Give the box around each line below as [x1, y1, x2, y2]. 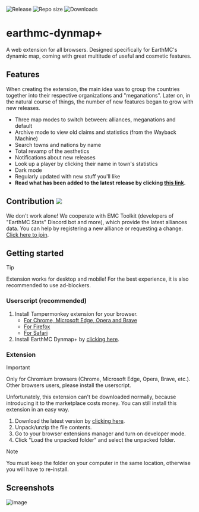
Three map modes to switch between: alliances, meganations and [14, 116, 176, 123]
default [14, 122, 33, 129]
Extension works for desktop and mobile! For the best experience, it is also [6, 275, 189, 282]
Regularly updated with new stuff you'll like [14, 172, 121, 180]
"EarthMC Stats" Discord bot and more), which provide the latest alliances [6, 218, 187, 225]
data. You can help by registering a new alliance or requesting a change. [6, 225, 183, 232]
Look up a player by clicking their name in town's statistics [14, 160, 159, 167]
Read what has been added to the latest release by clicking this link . [14, 179, 186, 186]
